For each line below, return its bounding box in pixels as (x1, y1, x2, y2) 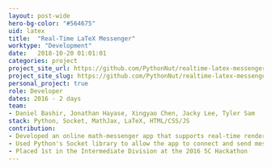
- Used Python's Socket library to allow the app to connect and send (8, 139, 252, 148)
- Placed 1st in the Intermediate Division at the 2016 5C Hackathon (8, 147, 249, 155)
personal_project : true (8, 79, 89, 87)
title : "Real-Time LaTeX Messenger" (8, 34, 136, 43)
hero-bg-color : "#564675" (8, 19, 96, 27)
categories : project (8, 57, 79, 65)
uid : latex (8, 27, 45, 35)
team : (8, 102, 27, 110)
